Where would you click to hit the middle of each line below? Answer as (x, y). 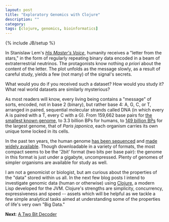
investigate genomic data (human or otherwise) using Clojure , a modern (80, 183)
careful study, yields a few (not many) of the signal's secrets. (69, 74)
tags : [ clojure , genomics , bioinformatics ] (52, 29)
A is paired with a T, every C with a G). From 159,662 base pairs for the (79, 115)
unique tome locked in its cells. (37, 131)
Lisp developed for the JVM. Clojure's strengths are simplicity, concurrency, (84, 188)
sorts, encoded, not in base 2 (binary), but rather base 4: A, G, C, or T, (78, 104)
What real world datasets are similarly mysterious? (58, 89)
